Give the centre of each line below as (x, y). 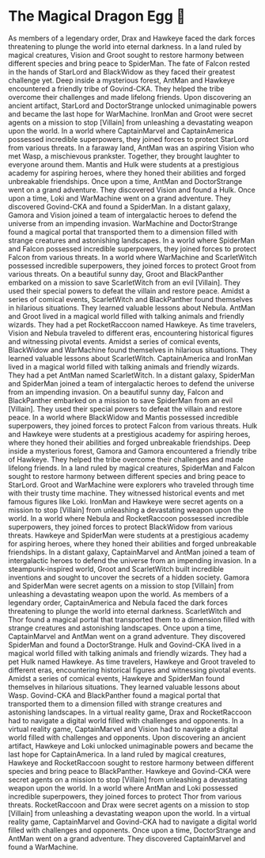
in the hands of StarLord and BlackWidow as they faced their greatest (122, 71)
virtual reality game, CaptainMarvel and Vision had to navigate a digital (123, 729)
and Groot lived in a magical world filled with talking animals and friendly (127, 316)
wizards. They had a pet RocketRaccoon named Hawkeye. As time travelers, (132, 324)
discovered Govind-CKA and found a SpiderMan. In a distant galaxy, (119, 206)
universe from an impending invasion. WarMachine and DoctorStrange (123, 223)
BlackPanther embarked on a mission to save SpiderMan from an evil (121, 400)
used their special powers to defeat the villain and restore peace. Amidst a (129, 291)
